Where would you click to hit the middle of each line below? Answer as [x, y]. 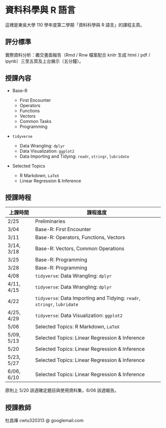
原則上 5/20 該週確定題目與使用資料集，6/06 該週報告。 [62, 390]
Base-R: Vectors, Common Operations [80, 248]
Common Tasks [36, 121]
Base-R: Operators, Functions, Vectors [80, 238]
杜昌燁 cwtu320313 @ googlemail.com [44, 421]
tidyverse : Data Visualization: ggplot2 [79, 315]
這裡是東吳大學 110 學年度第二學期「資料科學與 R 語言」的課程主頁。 [75, 25]
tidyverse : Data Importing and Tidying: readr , [88, 298]
